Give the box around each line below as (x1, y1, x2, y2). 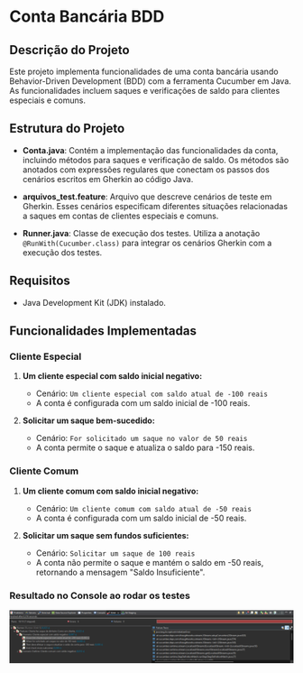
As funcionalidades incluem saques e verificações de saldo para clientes (9, 86, 280, 96)
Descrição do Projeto (9, 42, 130, 58)
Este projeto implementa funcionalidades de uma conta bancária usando (9, 66, 279, 77)
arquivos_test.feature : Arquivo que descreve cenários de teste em (22, 191, 272, 202)
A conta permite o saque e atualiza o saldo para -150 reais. (35, 442, 255, 453)
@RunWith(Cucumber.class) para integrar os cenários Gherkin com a (22, 237, 272, 248)
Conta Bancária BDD (9, 6, 165, 27)
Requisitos (9, 273, 70, 289)
